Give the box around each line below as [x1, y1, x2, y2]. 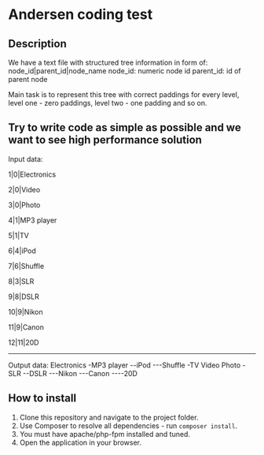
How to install [8, 392, 77, 405]
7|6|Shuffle [8, 261, 45, 270]
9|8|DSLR [8, 292, 39, 301]
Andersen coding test [8, 6, 153, 24]
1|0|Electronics [8, 170, 57, 179]
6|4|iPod [8, 246, 37, 255]
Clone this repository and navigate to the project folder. [19, 412, 199, 422]
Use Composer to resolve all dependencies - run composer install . [19, 420, 238, 431]
